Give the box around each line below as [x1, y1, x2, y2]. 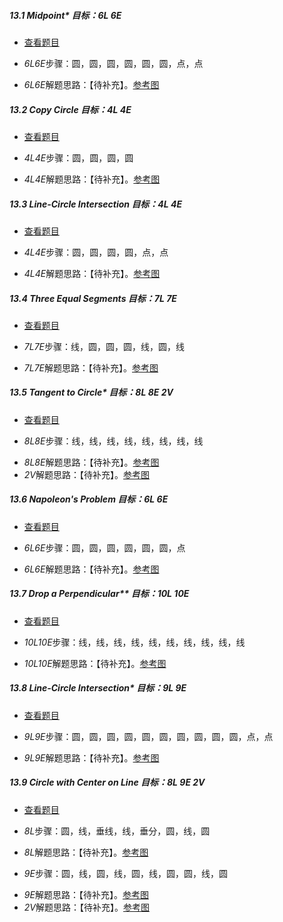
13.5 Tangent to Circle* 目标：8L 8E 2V [9, 386, 174, 399]
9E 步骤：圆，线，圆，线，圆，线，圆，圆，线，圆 [23, 867, 228, 879]
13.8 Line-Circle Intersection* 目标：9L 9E [9, 682, 187, 694]
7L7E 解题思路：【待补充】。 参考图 [23, 361, 159, 374]
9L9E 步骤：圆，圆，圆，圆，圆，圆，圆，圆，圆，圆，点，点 [23, 730, 274, 742]
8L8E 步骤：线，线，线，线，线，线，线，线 [23, 435, 204, 447]
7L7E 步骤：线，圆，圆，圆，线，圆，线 [23, 340, 186, 352]
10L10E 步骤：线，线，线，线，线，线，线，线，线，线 [23, 636, 246, 648]
